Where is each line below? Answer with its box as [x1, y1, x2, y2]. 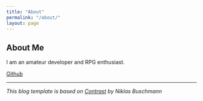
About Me [6, 42, 44, 53]
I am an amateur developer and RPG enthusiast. [6, 59, 125, 66]
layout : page [6, 20, 39, 26]
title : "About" [6, 8, 45, 15]
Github [6, 70, 23, 77]
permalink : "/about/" [6, 15, 61, 21]
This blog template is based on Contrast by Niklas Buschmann [6, 88, 162, 95]
